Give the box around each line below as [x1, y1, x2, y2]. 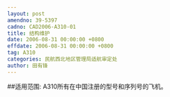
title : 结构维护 [7, 29, 50, 37]
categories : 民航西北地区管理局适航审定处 [7, 56, 118, 63]
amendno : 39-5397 [7, 17, 58, 24]
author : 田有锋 [7, 62, 48, 69]
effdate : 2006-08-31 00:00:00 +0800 [7, 43, 114, 50]
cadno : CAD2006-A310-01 [7, 23, 77, 30]
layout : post [7, 10, 45, 17]
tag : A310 [7, 50, 36, 57]
